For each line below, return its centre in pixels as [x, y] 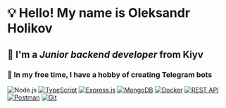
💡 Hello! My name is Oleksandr [99, 13]
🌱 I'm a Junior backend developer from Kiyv [106, 54]
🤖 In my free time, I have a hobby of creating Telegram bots [110, 74]
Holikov [30, 29]
